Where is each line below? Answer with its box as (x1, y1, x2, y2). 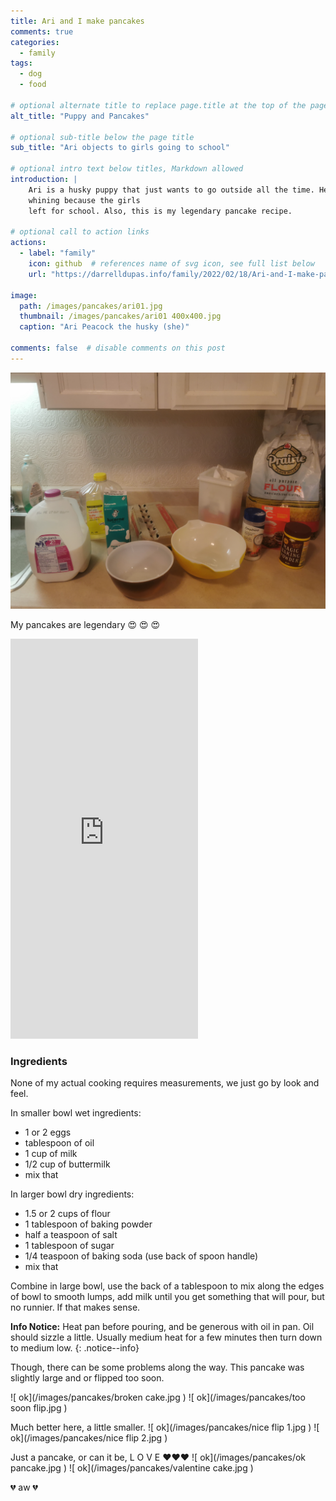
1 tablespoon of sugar (24, 1240, 115, 1252)
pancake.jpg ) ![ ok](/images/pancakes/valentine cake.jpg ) (10, 1462, 254, 1474)
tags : (10, 58, 33, 69)
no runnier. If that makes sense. (10, 1301, 141, 1314)
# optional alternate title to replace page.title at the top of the (10, 100, 307, 110)
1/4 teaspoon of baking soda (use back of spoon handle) (24, 1250, 259, 1262)
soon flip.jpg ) (10, 1402, 68, 1414)
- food (19, 80, 47, 90)
